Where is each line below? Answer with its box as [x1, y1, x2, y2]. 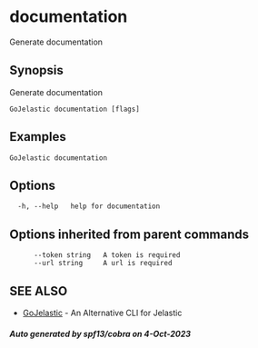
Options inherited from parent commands [9, 226, 250, 242]
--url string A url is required [33, 259, 173, 268]
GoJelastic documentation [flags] [9, 104, 141, 114]
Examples [9, 129, 66, 144]
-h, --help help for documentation [17, 202, 161, 211]
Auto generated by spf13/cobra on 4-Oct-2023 [9, 328, 192, 339]
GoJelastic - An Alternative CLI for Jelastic [22, 307, 183, 318]
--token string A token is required [33, 251, 181, 260]
